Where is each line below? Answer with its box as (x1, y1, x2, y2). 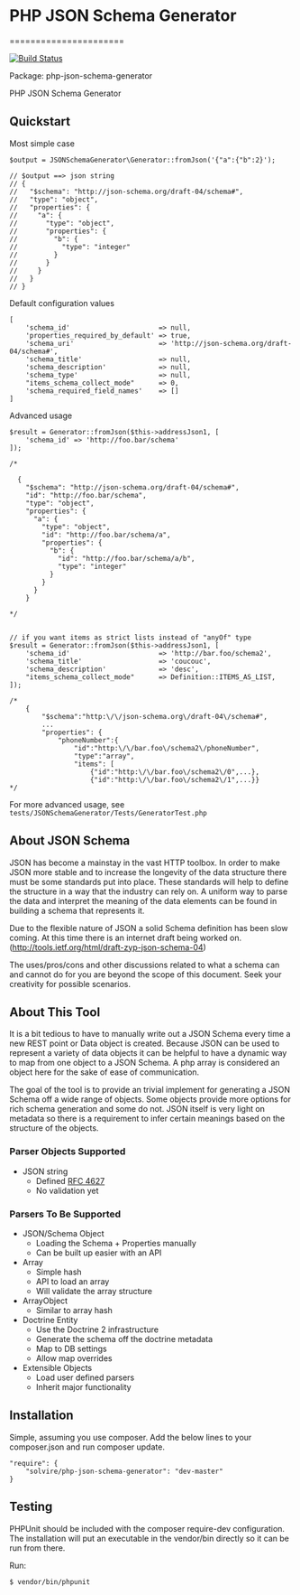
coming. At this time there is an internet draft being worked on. (9, 932, 242, 943)
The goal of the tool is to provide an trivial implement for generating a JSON (9, 1085, 291, 1096)
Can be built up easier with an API (35, 1247, 162, 1258)
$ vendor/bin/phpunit (9, 1577, 91, 1586)
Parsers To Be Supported (9, 1208, 122, 1220)
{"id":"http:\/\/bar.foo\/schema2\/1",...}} (89, 775, 259, 784)
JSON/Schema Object (22, 1227, 105, 1238)
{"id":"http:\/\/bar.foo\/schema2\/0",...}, (89, 767, 259, 777)
